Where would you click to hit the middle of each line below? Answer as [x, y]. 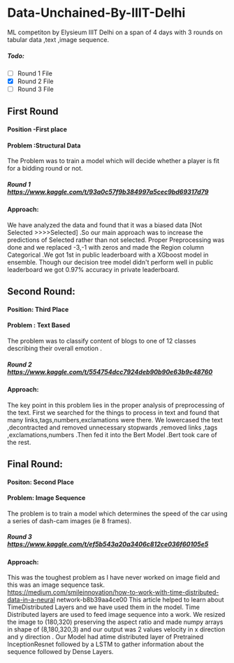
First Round [33, 112]
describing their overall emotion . [55, 348]
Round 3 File [35, 90]
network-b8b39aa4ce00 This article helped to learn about [140, 600]
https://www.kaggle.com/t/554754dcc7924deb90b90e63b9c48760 [110, 371]
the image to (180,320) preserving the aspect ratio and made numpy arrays [115, 622]
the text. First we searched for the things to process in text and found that [114, 412]
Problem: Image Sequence [46, 498]
